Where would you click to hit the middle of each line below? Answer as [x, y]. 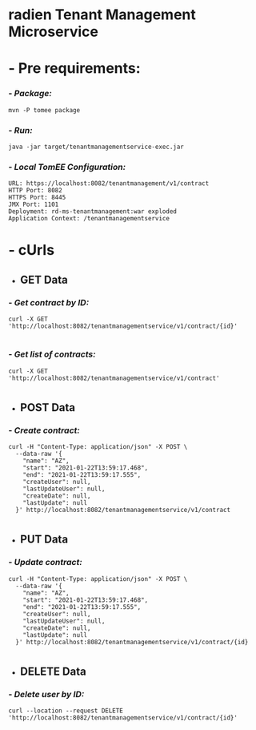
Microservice [53, 32]
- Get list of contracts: [52, 354]
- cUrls [31, 250]
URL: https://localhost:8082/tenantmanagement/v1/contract [109, 184]
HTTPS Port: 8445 [37, 198]
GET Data [44, 279]
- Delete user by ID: [46, 694]
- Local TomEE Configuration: [67, 167]
